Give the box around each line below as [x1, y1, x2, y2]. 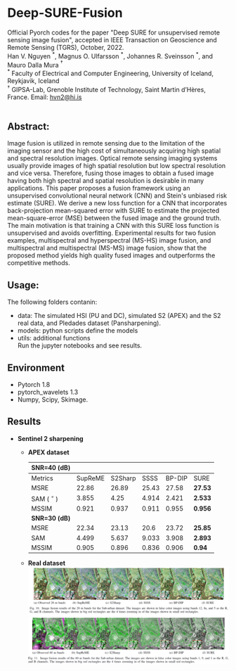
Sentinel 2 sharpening [17, 434, 84, 442]
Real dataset [27, 559, 65, 568]
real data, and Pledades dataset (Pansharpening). [17, 319, 162, 328]
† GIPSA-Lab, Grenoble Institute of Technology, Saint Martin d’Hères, [7, 84, 206, 94]
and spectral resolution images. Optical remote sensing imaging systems [7, 154, 218, 162]
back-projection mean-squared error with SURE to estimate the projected [7, 206, 220, 215]
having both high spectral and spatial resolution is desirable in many [7, 177, 204, 185]
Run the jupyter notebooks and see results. [17, 341, 143, 350]
